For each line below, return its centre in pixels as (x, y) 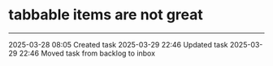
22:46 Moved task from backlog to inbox (87, 53)
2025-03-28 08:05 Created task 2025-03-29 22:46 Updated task (119, 44)
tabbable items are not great (106, 15)
